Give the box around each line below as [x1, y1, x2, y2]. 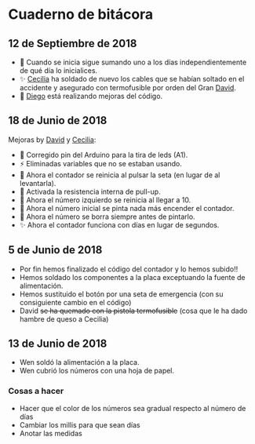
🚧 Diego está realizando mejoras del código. [19, 92, 163, 100]
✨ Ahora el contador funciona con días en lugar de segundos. [19, 220, 220, 229]
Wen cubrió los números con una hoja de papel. [19, 366, 175, 376]
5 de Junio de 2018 [8, 243, 103, 257]
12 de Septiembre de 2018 [8, 37, 137, 50]
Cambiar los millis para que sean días [19, 420, 141, 429]
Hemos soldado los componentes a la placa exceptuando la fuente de [19, 272, 246, 282]
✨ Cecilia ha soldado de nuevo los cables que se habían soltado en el [19, 75, 245, 83]
